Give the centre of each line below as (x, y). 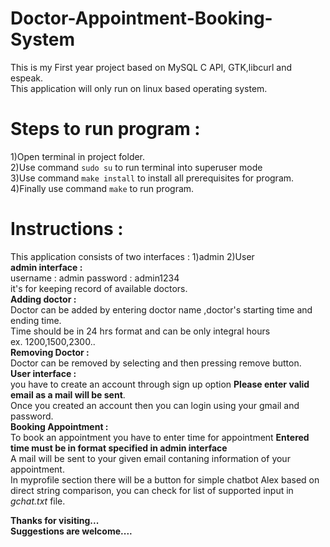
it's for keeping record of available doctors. (99, 288)
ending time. (36, 320)
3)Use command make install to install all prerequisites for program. (152, 178)
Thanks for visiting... (55, 520)
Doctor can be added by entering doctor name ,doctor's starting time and (161, 309)
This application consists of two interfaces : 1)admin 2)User (132, 256)
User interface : (43, 373)
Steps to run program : (105, 129)
